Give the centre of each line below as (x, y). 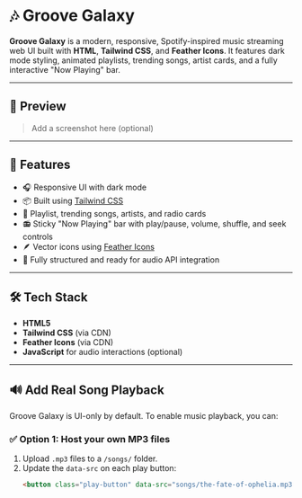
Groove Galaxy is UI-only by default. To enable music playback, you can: (144, 416)
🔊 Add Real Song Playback (87, 390)
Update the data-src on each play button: (99, 468)
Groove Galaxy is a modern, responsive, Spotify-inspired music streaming (147, 40)
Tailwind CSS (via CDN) (67, 333)
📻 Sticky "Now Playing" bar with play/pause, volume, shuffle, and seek (154, 223)
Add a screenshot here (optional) (93, 128)
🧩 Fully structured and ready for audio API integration (121, 259)
